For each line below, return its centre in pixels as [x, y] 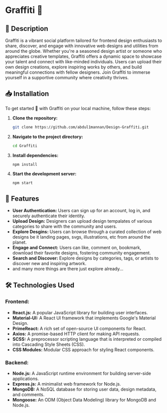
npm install [25, 164]
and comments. [28, 395]
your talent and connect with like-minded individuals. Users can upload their [83, 62]
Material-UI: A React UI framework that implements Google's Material [84, 318]
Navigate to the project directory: [48, 137]
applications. [25, 379]
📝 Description [27, 29]
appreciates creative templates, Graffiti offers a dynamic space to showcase [83, 56]
